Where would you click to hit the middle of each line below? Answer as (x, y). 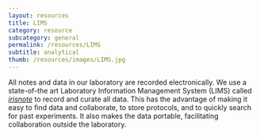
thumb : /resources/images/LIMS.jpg (67, 60)
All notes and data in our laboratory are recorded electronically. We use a (128, 82)
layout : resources (38, 15)
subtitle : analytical (44, 52)
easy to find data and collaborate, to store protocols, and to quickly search (130, 107)
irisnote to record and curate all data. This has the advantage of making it (128, 99)
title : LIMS (28, 23)
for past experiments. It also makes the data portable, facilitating (114, 116)
